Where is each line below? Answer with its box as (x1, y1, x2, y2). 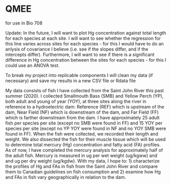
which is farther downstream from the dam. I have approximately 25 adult (5, 114, 160, 120)
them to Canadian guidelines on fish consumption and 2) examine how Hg (5, 169, 161, 175)
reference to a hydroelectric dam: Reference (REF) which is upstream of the (5, 103, 164, 110)
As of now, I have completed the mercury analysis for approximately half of (5, 147, 163, 153)
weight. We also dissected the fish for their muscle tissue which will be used (5, 136, 166, 142)
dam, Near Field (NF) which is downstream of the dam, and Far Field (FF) (5, 109, 159, 115)
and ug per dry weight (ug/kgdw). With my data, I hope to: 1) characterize (5, 157, 160, 164)
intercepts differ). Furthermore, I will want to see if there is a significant (5, 51, 155, 58)
